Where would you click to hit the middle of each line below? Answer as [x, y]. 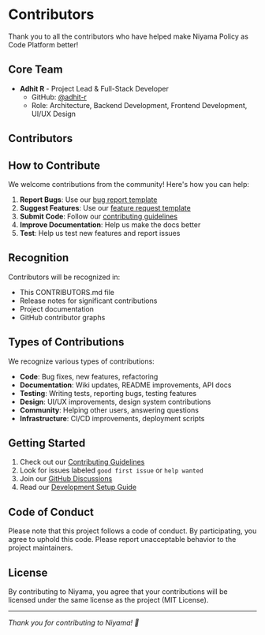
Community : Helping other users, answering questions [109, 410]
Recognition [39, 258]
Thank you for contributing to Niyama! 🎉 [74, 623]
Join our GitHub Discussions [66, 479]
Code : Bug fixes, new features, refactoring [89, 376]
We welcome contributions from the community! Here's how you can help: [129, 184]
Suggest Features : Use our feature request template [105, 207]
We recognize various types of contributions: [82, 361]
